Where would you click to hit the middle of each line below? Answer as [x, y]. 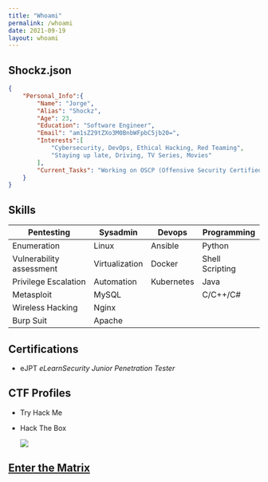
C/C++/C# [222, 294]
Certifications [43, 349]
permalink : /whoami [41, 23]
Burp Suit [30, 321]
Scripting [219, 269]
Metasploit [32, 294]
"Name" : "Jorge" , [65, 103]
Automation [115, 282]
